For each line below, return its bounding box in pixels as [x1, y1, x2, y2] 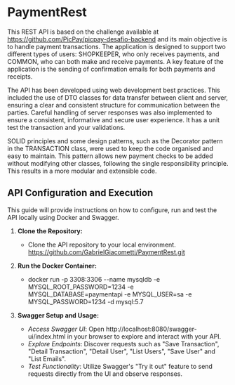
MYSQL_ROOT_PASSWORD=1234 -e [27, 282, 135, 291]
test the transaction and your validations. [7, 123, 126, 131]
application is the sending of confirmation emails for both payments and [7, 65, 215, 73]
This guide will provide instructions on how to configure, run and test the [7, 205, 217, 214]
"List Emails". [27, 354, 67, 363]
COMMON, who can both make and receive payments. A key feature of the [7, 57, 224, 65]
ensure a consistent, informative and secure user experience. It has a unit [7, 115, 220, 124]
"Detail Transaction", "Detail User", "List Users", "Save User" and [27, 347, 216, 355]
